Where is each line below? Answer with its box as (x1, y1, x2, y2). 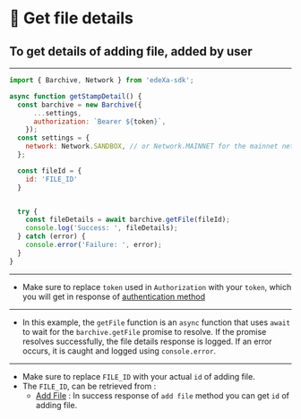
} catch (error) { (17, 232, 87, 241)
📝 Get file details (9, 8, 134, 29)
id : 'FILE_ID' (25, 175, 78, 184)
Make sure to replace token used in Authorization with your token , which (21, 281, 292, 292)
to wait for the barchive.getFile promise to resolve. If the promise (21, 326, 267, 337)
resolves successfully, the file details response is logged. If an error (21, 336, 272, 346)
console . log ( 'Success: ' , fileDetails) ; (25, 224, 178, 233)
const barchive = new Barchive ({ (17, 100, 142, 109)
